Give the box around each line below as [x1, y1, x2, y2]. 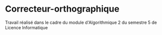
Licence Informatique [5, 24, 48, 30]
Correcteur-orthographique [5, 3, 120, 15]
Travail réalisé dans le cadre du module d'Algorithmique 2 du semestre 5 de [5, 19, 157, 25]
